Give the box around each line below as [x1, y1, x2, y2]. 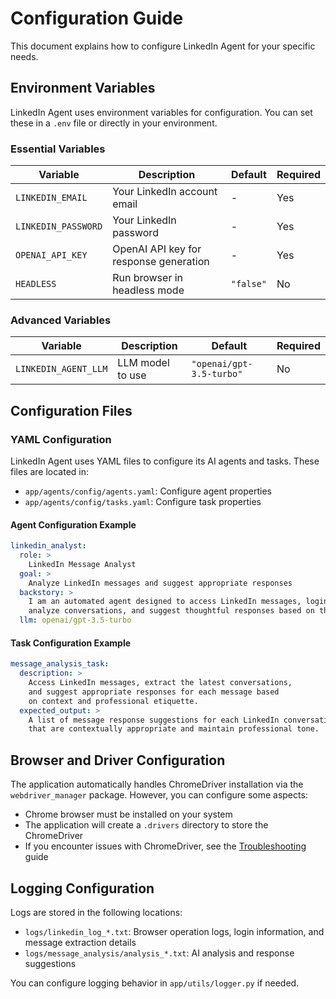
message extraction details [24, 936, 137, 948]
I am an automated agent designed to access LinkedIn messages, [28, 597, 302, 607]
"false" [230, 278, 268, 290]
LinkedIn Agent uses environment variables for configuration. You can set [10, 106, 313, 118]
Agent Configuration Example [10, 518, 137, 531]
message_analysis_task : [10, 659, 110, 669]
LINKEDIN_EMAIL [15, 192, 88, 204]
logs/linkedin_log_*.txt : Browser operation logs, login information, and [24, 925, 325, 937]
